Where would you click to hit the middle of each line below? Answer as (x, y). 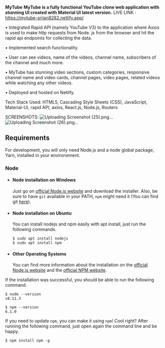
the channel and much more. (35, 62)
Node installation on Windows (44, 180)
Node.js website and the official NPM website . (59, 270)
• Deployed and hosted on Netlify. (40, 92)
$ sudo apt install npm (37, 243)
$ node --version (23, 294)
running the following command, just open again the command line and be (81, 326)
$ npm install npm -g (28, 341)
